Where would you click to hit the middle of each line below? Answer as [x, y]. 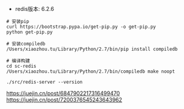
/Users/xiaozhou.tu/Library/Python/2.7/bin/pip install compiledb [92, 49]
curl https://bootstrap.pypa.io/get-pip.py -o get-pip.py [81, 27]
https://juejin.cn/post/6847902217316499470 [63, 93]
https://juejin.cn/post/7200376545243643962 [64, 100]
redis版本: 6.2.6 [35, 9]
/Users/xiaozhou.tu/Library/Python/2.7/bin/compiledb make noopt [90, 71]
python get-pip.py [29, 32]
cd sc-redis [21, 66]
